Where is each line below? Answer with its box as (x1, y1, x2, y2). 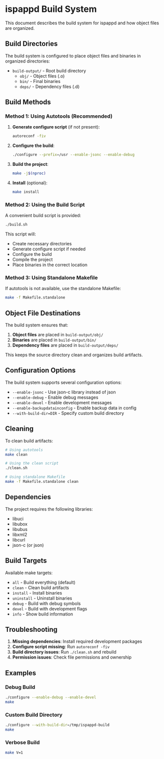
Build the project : (12, 161, 49, 167)
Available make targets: (5, 570, 53, 576)
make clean (5, 452, 28, 457)
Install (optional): (12, 180, 48, 186)
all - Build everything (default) (12, 579, 76, 585)
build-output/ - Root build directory (12, 68, 86, 74)
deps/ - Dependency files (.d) (19, 83, 80, 89)
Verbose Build (5, 739, 40, 746)
